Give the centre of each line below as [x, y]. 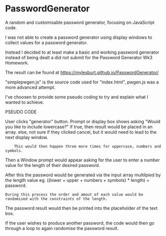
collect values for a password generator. [46, 42]
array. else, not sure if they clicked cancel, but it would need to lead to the [81, 132]
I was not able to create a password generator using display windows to [79, 37]
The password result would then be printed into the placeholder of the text [81, 208]
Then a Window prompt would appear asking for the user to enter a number [83, 160]
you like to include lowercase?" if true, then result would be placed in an [79, 127]
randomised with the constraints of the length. [56, 199]
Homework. [17, 63]
